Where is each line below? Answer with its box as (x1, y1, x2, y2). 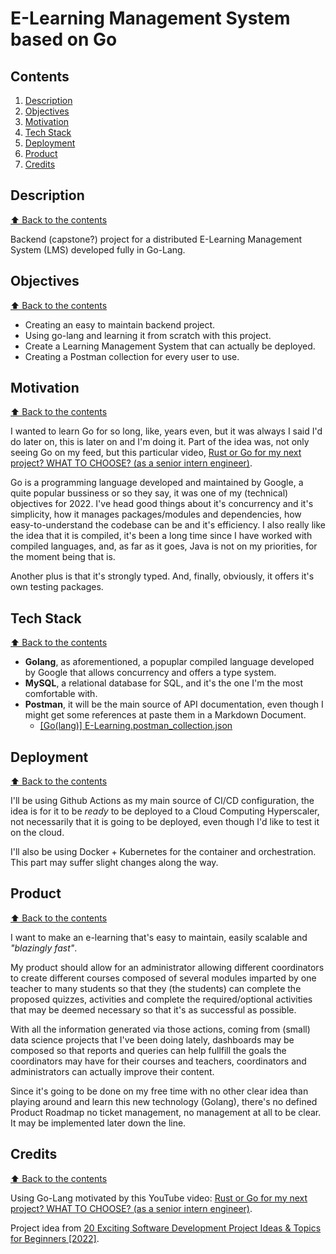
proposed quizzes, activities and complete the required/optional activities (10, 993, 313, 1005)
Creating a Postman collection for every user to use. (24, 350, 240, 362)
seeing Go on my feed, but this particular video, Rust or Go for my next (10, 447, 302, 459)
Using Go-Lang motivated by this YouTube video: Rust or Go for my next (10, 1192, 308, 1204)
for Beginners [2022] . (10, 1232, 100, 1244)
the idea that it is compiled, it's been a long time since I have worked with (10, 530, 313, 542)
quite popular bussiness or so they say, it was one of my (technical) (10, 487, 289, 499)
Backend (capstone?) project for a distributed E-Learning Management (10, 233, 303, 245)
